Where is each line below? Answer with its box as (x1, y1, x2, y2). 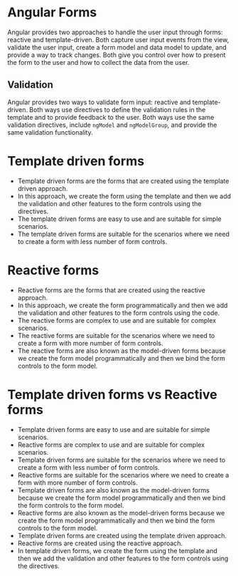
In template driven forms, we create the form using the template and (17, 546, 218, 555)
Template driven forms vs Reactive (7, 386, 218, 403)
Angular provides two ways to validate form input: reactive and (7, 98, 191, 106)
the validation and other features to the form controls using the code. (17, 308, 220, 317)
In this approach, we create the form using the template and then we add (17, 192, 232, 200)
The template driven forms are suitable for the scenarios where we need (17, 230, 229, 238)
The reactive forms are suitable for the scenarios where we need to (17, 331, 215, 339)
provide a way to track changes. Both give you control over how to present (7, 51, 226, 59)
